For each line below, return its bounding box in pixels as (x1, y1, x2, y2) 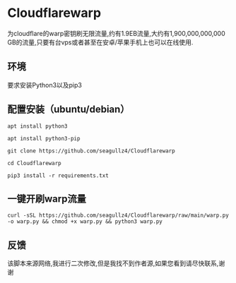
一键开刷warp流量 (7, 193, 86, 205)
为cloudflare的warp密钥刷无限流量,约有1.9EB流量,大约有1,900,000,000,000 (7, 29, 226, 37)
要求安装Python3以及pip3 (7, 80, 83, 89)
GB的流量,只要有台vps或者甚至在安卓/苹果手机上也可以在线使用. (7, 37, 194, 47)
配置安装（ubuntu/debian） (7, 104, 130, 116)
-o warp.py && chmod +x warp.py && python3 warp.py (7, 218, 163, 225)
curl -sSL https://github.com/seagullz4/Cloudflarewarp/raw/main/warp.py (7, 212, 230, 219)
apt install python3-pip (7, 135, 81, 142)
